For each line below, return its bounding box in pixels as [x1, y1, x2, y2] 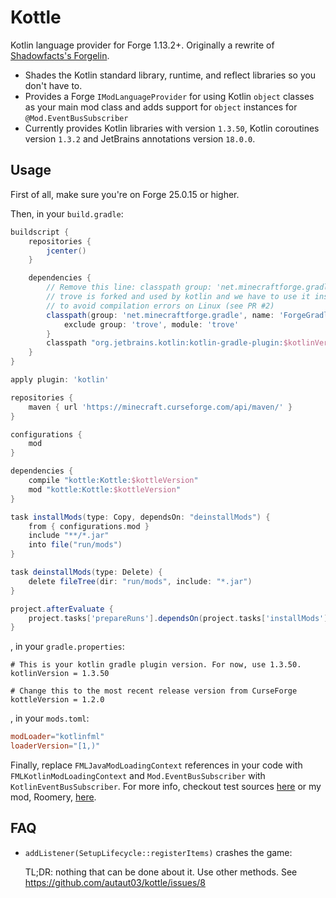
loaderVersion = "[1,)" [10, 741, 101, 751]
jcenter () [46, 246, 87, 256]
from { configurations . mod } [28, 521, 150, 531]
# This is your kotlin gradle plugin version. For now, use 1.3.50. [10, 660, 302, 670]
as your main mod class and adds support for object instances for [24, 101, 298, 113]
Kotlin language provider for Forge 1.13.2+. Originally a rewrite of [10, 39, 275, 51]
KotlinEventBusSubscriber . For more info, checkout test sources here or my [10, 781, 322, 792]
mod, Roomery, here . [10, 791, 97, 803]
